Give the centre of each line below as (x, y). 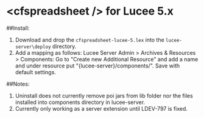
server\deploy (33, 47)
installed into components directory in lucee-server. (80, 102)
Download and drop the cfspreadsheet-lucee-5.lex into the (90, 40)
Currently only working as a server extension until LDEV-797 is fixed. (101, 108)
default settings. (36, 72)
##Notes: (18, 84)
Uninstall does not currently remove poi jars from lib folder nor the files (104, 95)
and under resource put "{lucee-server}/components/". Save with (97, 66)
